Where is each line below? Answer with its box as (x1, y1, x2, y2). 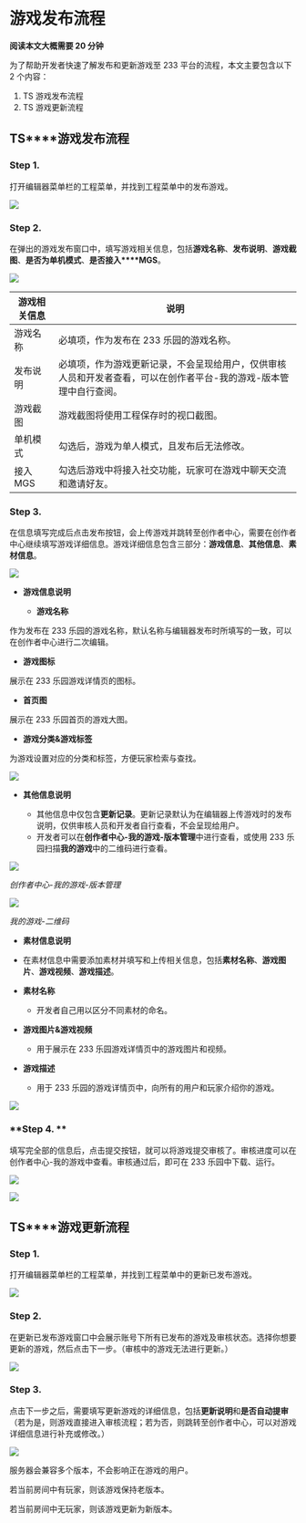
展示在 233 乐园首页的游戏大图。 (9, 714, 133, 725)
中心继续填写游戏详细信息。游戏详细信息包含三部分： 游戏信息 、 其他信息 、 (9, 539, 289, 550)
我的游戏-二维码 (9, 916, 70, 927)
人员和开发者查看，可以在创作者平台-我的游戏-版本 (58, 371, 280, 384)
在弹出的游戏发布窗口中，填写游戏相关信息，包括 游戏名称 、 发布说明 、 (9, 243, 273, 254)
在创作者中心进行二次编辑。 (9, 637, 114, 648)
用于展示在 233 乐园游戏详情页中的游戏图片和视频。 (36, 1043, 232, 1054)
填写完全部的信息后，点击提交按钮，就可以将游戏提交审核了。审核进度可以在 (9, 1145, 297, 1155)
